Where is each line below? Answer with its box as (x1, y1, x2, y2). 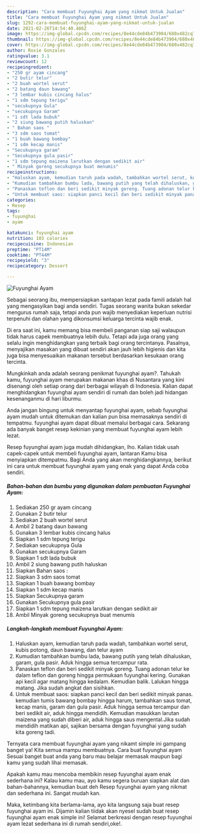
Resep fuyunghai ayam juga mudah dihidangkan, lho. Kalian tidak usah (7, 444, 180, 450)
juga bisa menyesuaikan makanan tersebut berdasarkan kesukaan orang (7, 352, 184, 359)
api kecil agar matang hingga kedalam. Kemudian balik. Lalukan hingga (15, 678, 189, 685)
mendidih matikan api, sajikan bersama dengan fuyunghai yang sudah (15, 722, 186, 729)
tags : (7, 208, 20, 214)
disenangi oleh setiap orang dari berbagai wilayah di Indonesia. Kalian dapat (7, 382, 193, 389)
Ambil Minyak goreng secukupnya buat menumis (15, 611, 135, 618)
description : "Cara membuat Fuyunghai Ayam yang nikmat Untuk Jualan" (7, 8, 185, 15)
